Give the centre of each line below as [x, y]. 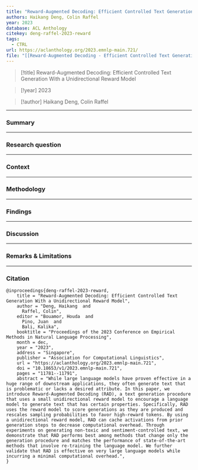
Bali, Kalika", [40, 327]
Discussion [23, 234]
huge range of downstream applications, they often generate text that [96, 384]
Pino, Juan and [42, 322]
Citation [18, 278]
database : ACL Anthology [37, 28]
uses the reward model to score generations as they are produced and [95, 410]
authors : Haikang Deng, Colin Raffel [52, 17]
